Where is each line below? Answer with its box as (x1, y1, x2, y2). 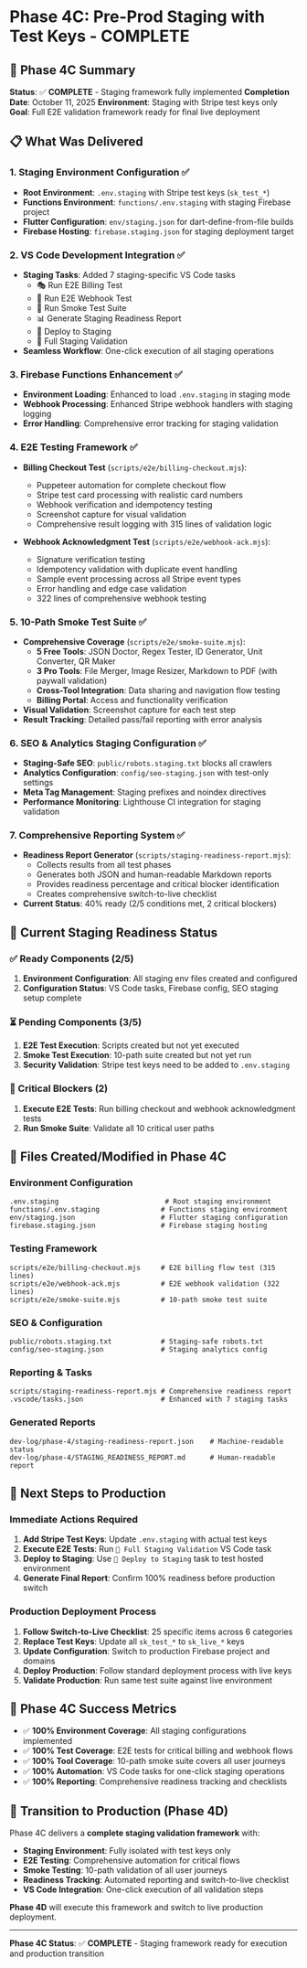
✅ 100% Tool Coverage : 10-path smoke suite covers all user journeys (22, 1756, 286, 1767)
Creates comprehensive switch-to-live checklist (36, 889, 217, 900)
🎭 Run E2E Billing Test (36, 279, 123, 290)
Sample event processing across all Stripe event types (36, 573, 242, 584)
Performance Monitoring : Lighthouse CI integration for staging (22, 797, 261, 808)
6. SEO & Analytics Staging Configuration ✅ (9, 736, 207, 749)
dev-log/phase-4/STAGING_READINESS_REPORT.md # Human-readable (9, 1452, 276, 1462)
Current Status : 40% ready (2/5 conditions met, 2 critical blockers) (22, 898, 277, 909)
